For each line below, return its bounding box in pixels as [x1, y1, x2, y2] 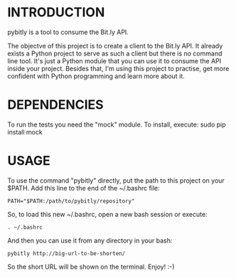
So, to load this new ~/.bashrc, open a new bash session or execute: [7, 210, 208, 218]
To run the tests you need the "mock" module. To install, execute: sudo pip [7, 120, 226, 129]
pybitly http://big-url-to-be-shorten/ [7, 250, 126, 257]
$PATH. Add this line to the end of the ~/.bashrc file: [7, 183, 160, 192]
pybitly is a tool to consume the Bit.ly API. [7, 28, 129, 36]
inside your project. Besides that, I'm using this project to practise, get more [7, 64, 230, 73]
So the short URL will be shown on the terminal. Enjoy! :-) [7, 262, 175, 271]
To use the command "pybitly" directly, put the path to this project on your [7, 176, 225, 185]
